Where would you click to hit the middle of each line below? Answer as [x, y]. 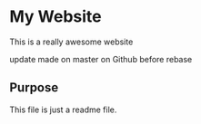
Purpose [34, 88]
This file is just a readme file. [63, 110]
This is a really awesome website [71, 42]
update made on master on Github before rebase [101, 59]
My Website [55, 17]
